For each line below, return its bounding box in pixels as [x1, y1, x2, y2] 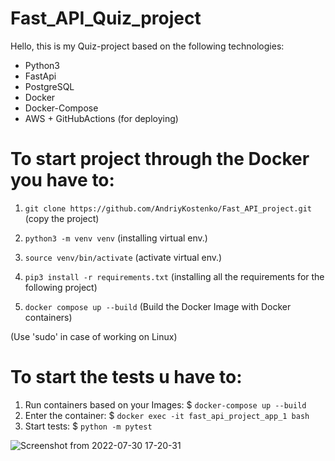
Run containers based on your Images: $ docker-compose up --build [24, 398, 307, 411]
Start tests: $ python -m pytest [24, 420, 153, 432]
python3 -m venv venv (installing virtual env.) [24, 232, 208, 244]
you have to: [10, 169, 115, 192]
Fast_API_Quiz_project [10, 7, 202, 30]
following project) [24, 281, 98, 293]
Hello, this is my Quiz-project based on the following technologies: [10, 40, 285, 52]
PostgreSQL [24, 80, 75, 92]
